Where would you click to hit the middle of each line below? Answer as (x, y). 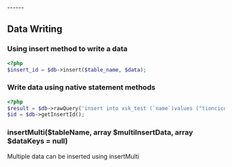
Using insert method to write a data (67, 49)
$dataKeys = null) (38, 141)
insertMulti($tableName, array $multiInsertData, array (100, 132)
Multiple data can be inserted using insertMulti (73, 156)
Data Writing (35, 29)
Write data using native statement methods (81, 87)
